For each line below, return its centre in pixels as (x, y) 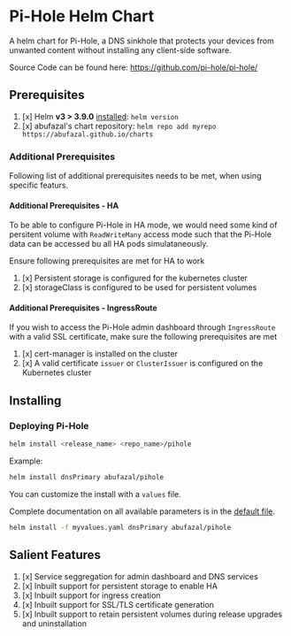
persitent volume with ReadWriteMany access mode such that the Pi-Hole (141, 234)
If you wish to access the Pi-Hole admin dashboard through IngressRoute (142, 327)
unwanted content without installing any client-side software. (120, 50)
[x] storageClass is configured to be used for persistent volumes (139, 287)
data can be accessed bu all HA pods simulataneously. (109, 244)
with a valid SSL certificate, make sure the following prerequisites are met (143, 337)
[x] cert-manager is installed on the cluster (100, 354)
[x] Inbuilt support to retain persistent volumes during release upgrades (152, 614)
